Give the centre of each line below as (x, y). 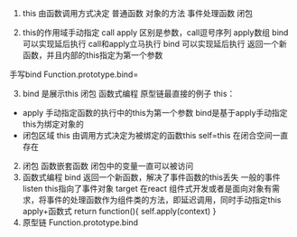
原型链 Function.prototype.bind (80, 223)
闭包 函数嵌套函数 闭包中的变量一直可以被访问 (108, 166)
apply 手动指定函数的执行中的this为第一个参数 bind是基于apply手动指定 (155, 113)
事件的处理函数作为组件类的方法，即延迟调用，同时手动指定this (164, 200)
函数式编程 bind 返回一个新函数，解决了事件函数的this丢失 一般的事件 (152, 177)
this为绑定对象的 (53, 124)
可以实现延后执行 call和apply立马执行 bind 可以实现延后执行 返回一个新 (154, 44)
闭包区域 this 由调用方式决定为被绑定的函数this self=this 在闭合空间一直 (155, 135)
